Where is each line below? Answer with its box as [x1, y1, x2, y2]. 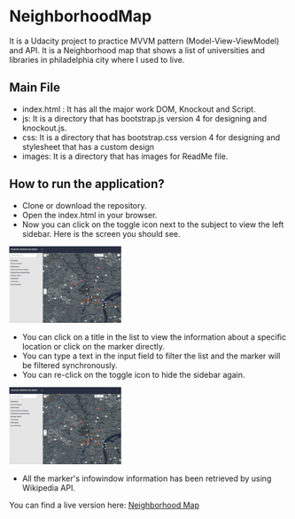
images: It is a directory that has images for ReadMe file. [21, 151, 229, 161]
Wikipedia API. [21, 482, 75, 493]
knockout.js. [21, 122, 67, 133]
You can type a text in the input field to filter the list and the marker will [21, 350, 281, 361]
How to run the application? [9, 177, 166, 192]
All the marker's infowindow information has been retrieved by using [21, 473, 272, 484]
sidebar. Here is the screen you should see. [21, 228, 181, 239]
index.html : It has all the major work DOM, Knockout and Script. [21, 104, 256, 114]
